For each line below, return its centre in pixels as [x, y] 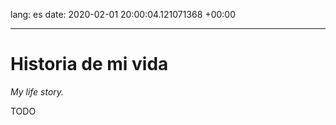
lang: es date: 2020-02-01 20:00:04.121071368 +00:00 [123, 14]
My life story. [37, 91]
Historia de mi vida [89, 64]
